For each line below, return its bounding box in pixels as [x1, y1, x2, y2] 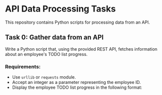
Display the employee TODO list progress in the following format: [12, 84, 143, 90]
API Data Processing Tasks [5, 3, 116, 14]
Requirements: [5, 63, 41, 70]
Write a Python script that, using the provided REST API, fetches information [5, 46, 158, 52]
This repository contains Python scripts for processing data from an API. [5, 19, 150, 25]
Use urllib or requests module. [12, 74, 76, 80]
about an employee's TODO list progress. [5, 51, 88, 57]
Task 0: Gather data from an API [5, 33, 104, 41]
